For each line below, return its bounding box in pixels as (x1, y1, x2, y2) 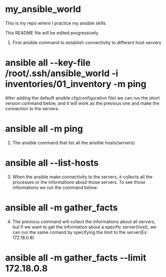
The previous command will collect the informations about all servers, (12, 218, 156, 224)
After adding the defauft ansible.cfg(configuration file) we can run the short (5, 95, 160, 101)
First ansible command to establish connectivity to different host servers (12, 39, 162, 46)
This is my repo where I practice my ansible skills (5, 20, 106, 26)
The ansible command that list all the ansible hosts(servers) (12, 139, 135, 146)
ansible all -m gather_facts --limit (5, 252, 147, 263)
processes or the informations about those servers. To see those (12, 179, 146, 185)
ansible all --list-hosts (5, 157, 99, 168)
